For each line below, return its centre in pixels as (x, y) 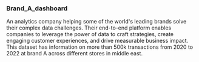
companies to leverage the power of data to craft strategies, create (90, 34)
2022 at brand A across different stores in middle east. (75, 54)
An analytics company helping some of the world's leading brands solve (96, 22)
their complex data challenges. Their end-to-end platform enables (89, 28)
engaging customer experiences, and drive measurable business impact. (97, 41)
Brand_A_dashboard (37, 8)
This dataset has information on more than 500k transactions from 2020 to (99, 47)
